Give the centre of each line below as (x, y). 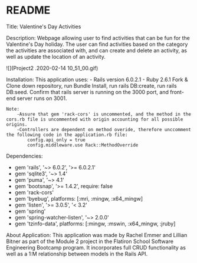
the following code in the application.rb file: (67, 135)
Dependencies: (24, 156)
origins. (17, 124)
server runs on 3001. (42, 98)
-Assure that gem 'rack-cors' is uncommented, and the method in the (104, 114)
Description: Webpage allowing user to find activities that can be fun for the (98, 38)
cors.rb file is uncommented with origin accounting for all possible (95, 119)
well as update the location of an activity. (56, 56)
